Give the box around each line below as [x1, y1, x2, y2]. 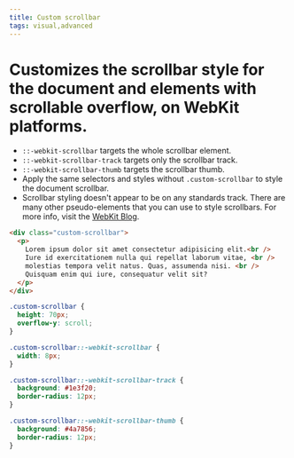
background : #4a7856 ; [17, 424, 97, 433]
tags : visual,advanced [9, 21, 93, 30]
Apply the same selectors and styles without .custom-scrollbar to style [21, 174, 283, 185]
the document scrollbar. [21, 183, 109, 193]
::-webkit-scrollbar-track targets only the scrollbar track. [21, 154, 238, 165]
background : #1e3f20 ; [17, 383, 97, 393]
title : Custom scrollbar [9, 12, 101, 22]
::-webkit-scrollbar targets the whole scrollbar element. [21, 146, 232, 156]
